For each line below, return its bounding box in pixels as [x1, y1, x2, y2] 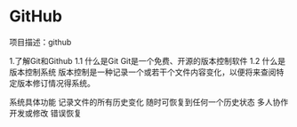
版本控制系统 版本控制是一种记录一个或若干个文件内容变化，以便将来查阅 [9, 67, 277, 77]
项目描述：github [9, 36, 72, 47]
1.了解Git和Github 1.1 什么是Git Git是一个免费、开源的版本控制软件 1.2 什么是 [9, 55, 286, 66]
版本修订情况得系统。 [16, 77, 95, 88]
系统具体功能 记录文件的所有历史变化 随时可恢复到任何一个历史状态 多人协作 [9, 96, 289, 107]
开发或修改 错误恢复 [9, 107, 82, 118]
